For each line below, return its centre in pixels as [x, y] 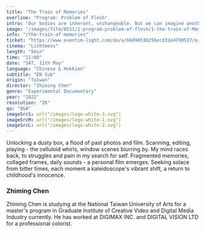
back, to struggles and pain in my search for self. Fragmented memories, [98, 156]
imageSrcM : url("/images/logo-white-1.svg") [64, 120]
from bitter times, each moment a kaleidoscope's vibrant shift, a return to [98, 169]
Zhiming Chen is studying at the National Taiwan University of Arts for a [96, 204]
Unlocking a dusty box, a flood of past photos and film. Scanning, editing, [99, 143]
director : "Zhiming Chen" [39, 86]
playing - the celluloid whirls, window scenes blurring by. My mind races [97, 149]
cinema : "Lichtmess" [33, 46]
